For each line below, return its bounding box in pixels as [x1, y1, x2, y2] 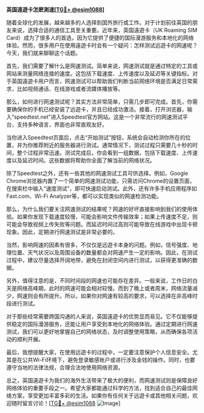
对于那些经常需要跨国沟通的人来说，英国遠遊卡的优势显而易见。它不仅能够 [6, 313, 192, 320]
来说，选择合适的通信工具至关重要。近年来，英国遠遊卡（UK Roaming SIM [11, 27, 197, 34]
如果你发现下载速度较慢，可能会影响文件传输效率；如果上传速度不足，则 [16, 213, 198, 220]
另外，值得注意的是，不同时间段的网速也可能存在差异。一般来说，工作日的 [6, 277, 192, 284]
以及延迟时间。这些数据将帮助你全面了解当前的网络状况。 [11, 157, 155, 164]
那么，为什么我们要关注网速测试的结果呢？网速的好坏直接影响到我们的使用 [6, 205, 192, 213]
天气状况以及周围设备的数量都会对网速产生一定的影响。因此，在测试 [27, 249, 198, 256]
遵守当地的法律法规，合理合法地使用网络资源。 [6, 364, 123, 371]
